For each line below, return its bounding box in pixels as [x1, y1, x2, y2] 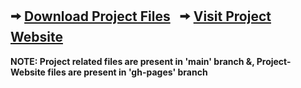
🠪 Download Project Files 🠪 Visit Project [10, 8, 272, 25]
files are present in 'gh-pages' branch [47, 66, 208, 78]
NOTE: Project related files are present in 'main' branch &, [10, 55, 255, 67]
